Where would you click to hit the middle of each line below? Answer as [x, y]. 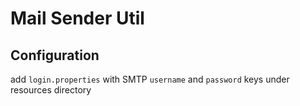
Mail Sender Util [77, 18]
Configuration [55, 55]
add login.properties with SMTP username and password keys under [150, 79]
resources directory [51, 90]
